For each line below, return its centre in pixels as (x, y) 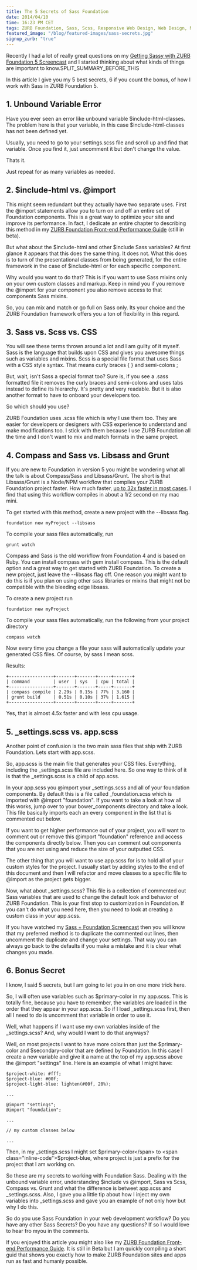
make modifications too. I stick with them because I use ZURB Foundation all (98, 431)
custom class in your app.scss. (43, 916)
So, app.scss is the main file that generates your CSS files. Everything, (91, 764)
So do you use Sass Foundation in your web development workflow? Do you (98, 1218)
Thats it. (16, 160)
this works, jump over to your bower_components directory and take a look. (97, 806)
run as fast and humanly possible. (47, 1261)
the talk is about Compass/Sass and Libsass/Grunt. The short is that (88, 476)
